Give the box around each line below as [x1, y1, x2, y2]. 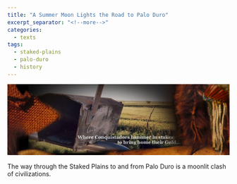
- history [13, 63, 42, 70]
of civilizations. [7, 169, 51, 178]
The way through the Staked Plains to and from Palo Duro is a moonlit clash [7, 162, 226, 171]
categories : [7, 26, 42, 33]
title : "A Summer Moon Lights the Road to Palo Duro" [7, 11, 169, 18]
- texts [13, 34, 37, 41]
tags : [7, 41, 23, 49]
